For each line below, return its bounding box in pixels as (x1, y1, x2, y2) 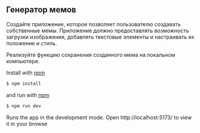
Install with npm (6, 69, 45, 76)
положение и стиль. (6, 39, 57, 47)
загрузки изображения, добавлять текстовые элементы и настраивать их (6, 33, 195, 41)
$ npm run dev (6, 103, 42, 109)
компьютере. (6, 57, 40, 64)
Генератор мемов (6, 5, 76, 15)
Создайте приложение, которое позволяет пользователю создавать (6, 20, 181, 27)
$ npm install (6, 81, 42, 86)
